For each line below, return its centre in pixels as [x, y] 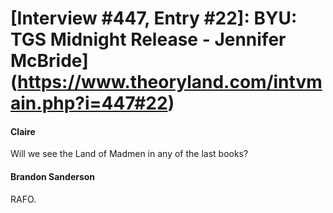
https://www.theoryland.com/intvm [170, 82]
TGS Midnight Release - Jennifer [148, 39]
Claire [23, 131]
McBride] [49, 61]
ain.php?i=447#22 [89, 103]
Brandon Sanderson [53, 176]
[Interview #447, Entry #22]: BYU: [154, 18]
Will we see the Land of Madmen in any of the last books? [129, 154]
